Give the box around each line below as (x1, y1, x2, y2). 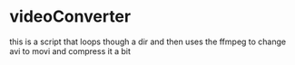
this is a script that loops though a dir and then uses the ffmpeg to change (9, 36, 287, 47)
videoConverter (9, 6, 132, 27)
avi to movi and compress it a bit (9, 45, 132, 56)
